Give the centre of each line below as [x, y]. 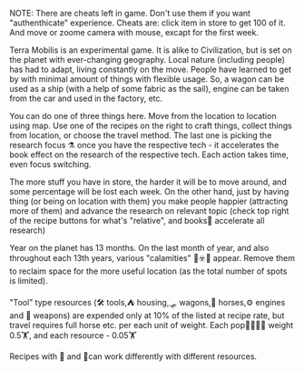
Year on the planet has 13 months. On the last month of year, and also [139, 248]
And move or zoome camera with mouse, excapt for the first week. [134, 32]
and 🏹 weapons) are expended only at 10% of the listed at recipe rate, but [147, 316]
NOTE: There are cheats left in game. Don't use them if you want [130, 13]
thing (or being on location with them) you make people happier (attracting [149, 201]
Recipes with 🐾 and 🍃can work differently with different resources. [133, 356]
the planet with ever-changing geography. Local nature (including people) [147, 60]
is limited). [29, 281]
